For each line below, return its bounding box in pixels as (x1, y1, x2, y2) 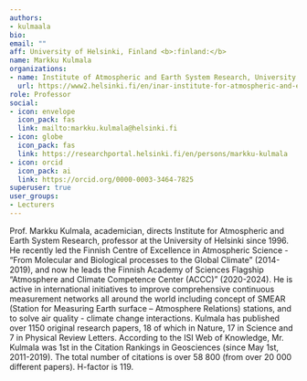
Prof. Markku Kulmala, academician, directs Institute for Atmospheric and (9, 225, 285, 236)
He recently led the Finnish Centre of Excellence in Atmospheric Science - (9, 244, 290, 256)
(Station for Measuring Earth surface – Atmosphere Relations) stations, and (9, 302, 292, 313)
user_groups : (9, 192, 59, 201)
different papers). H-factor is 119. (9, 361, 134, 372)
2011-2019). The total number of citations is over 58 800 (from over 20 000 (9, 351, 292, 362)
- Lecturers (9, 200, 55, 210)
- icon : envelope (9, 107, 76, 116)
